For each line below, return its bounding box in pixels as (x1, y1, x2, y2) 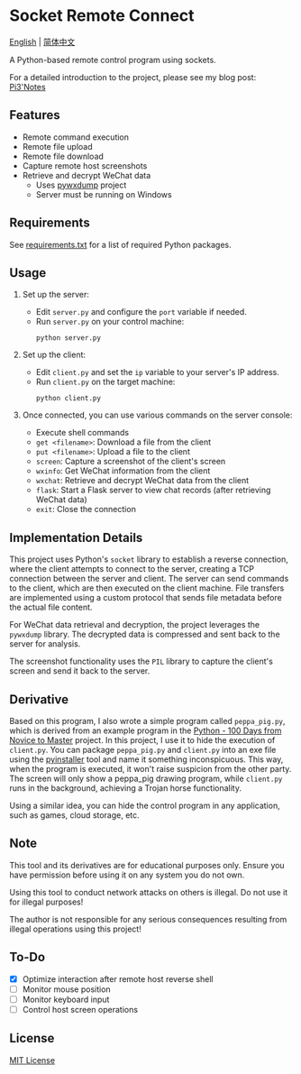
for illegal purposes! (9, 896, 84, 907)
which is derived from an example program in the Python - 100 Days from (9, 725, 282, 736)
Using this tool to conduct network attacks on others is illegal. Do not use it (9, 886, 288, 897)
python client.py (35, 394, 102, 403)
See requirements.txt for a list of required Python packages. (9, 239, 232, 250)
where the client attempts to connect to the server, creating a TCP (9, 564, 255, 574)
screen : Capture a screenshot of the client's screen (35, 456, 226, 467)
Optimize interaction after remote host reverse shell (22, 973, 214, 984)
